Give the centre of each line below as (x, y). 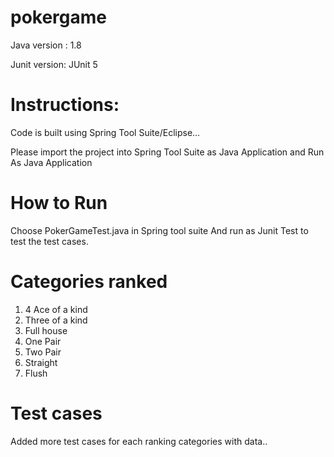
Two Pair (43, 352)
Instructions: (65, 105)
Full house (46, 330)
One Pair (43, 341)
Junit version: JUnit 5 (54, 64)
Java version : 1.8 (46, 45)
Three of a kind (56, 320)
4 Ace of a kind (56, 309)
